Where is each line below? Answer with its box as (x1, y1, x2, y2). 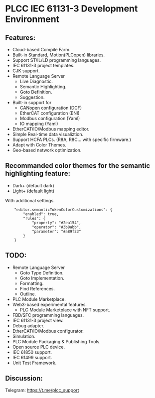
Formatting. (19, 280, 44, 286)
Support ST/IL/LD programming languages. (12, 57, 101, 63)
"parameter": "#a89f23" (31, 229, 81, 234)
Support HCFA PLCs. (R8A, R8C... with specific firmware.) (12, 136, 131, 142)
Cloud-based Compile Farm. (12, 47, 71, 52)
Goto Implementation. (19, 275, 65, 281)
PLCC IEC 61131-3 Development (5, 3, 138, 14)
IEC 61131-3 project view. (12, 317, 64, 323)
